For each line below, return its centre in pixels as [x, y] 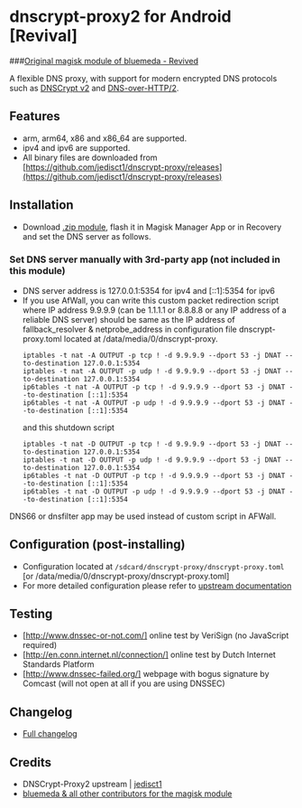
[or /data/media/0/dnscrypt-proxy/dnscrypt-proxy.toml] [126, 576]
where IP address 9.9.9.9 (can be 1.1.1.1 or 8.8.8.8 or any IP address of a [154, 310]
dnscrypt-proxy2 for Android [120, 17]
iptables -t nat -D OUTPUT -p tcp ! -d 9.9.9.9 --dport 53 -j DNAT [151, 444]
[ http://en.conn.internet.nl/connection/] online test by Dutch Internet [149, 655]
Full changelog [50, 734]
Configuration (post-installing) [97, 545]
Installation [41, 205]
